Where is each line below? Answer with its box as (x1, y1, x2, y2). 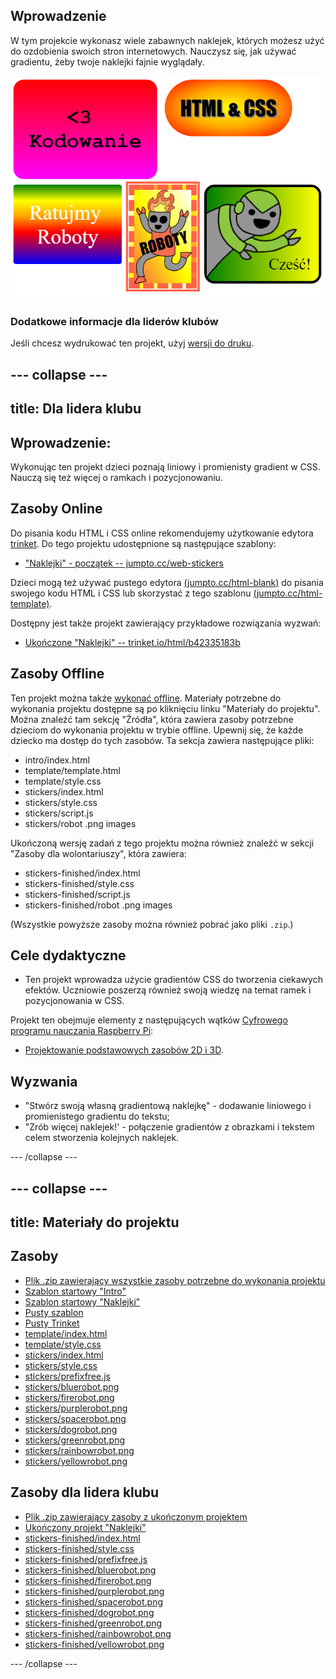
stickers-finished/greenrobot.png (24, 1617, 163, 1629)
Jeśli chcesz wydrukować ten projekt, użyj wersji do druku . (10, 337, 255, 349)
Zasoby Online (10, 500, 103, 518)
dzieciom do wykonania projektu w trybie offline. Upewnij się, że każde (10, 724, 304, 736)
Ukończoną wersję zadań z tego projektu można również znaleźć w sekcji (10, 837, 315, 849)
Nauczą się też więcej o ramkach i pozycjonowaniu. (10, 472, 223, 484)
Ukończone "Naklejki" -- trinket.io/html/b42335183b (24, 636, 241, 648)
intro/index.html (24, 754, 90, 766)
